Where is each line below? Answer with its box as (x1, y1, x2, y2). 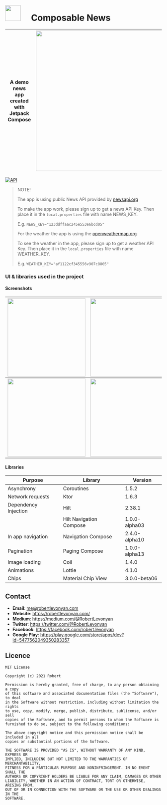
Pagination (7, 547, 33, 554)
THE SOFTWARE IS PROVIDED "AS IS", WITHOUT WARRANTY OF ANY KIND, (5, 748, 146, 753)
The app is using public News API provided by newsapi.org (17, 196, 138, 202)
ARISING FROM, (5, 783, 35, 788)
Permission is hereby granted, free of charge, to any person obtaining (5, 682, 159, 687)
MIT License (5, 665, 30, 670)
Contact (5, 592, 31, 600)
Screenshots (5, 285, 32, 292)
